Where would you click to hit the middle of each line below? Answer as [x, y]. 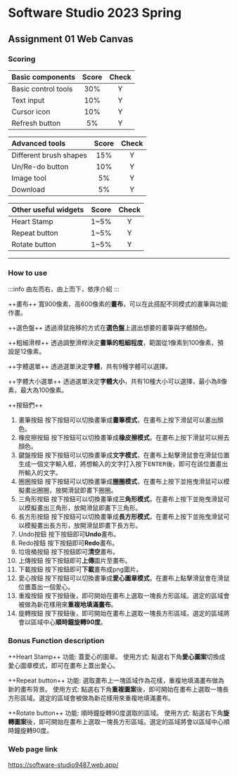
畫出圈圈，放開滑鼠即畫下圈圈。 [71, 491]
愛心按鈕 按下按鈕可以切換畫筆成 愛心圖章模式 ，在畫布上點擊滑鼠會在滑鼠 [124, 578]
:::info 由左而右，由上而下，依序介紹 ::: [64, 289]
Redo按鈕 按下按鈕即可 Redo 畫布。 [68, 543]
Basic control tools [42, 89]
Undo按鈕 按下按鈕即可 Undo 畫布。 [69, 534]
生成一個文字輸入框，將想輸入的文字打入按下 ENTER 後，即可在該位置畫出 [123, 464]
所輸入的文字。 [40, 473]
